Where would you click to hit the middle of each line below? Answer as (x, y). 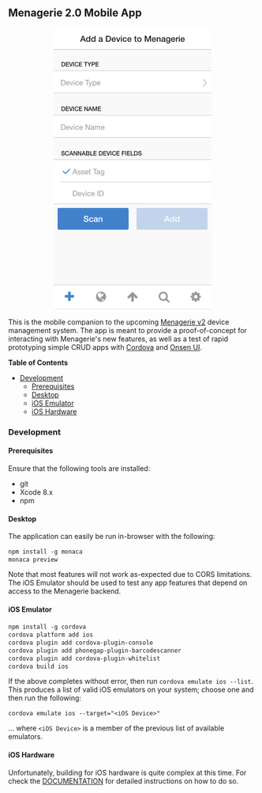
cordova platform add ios (51, 635)
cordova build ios (38, 667)
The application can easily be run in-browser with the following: (112, 537)
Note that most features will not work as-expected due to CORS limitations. (130, 575)
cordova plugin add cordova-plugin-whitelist (84, 659)
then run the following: (45, 698)
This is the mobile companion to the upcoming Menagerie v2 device (119, 322)
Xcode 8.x (36, 492)
